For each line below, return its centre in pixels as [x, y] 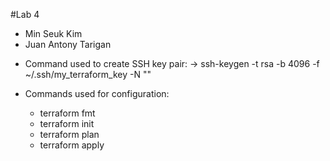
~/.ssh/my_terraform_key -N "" [88, 74]
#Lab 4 [25, 14]
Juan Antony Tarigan [68, 44]
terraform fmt [67, 113]
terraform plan [69, 134]
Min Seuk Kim [53, 33]
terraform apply [72, 145]
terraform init [67, 123]
